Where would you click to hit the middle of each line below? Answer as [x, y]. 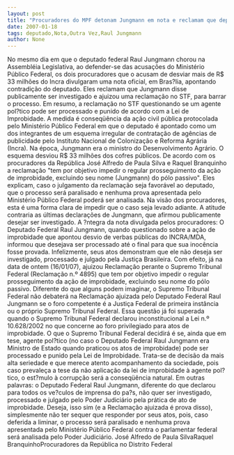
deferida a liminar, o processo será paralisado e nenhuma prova [99, 422]
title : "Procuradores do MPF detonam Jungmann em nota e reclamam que [112, 20]
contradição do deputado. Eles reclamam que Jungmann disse [97, 89]
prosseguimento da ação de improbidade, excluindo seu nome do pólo [109, 282]
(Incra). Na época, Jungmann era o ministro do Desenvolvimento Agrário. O [116, 148]
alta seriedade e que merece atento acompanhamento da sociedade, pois [113, 363]
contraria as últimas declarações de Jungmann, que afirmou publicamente [114, 215]
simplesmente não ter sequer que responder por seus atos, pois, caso [108, 415]
